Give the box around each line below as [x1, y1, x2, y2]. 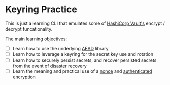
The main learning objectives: [5, 36, 67, 42]
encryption [12, 74, 36, 80]
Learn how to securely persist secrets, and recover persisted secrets [12, 57, 157, 63]
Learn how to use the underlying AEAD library [12, 45, 109, 51]
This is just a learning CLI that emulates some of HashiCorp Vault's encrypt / [5, 20, 165, 26]
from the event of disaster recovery [12, 63, 87, 69]
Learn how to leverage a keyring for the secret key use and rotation [12, 51, 154, 57]
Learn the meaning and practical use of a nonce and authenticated [12, 68, 152, 74]
